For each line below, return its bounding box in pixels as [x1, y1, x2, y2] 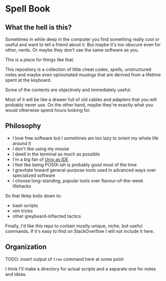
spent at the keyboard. [5, 77, 52, 83]
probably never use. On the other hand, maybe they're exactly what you [5, 102, 153, 108]
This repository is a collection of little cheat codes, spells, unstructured [5, 66, 151, 72]
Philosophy [5, 121, 41, 130]
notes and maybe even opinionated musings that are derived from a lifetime [5, 72, 161, 78]
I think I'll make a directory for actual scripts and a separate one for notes [5, 265, 156, 271]
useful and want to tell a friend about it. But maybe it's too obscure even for [5, 42, 161, 48]
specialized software [12, 172, 55, 178]
